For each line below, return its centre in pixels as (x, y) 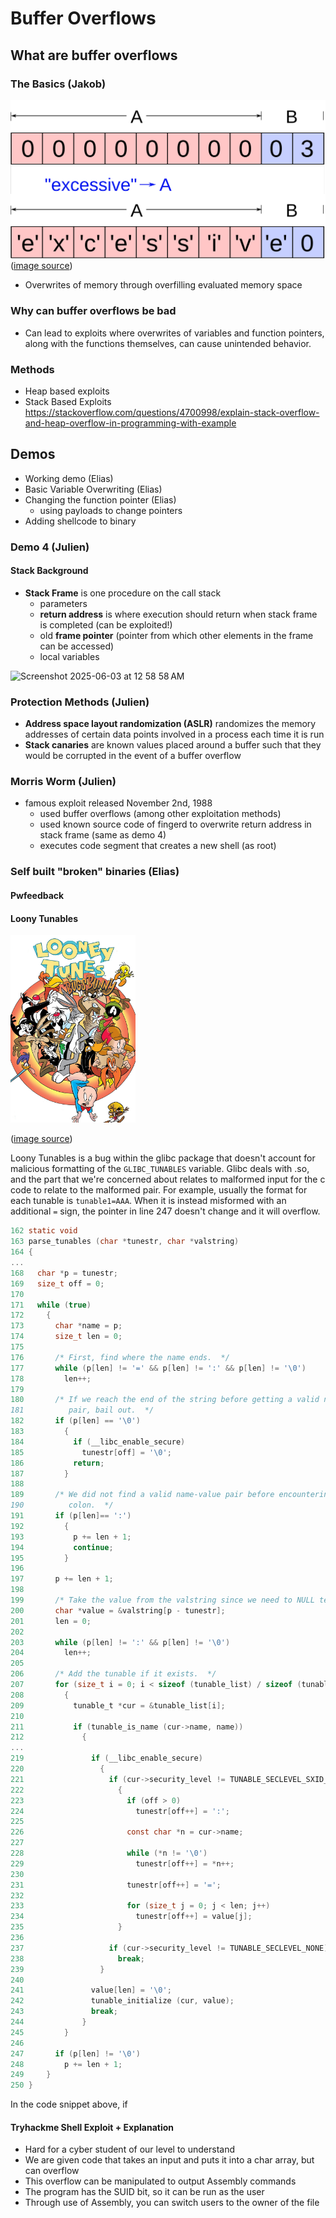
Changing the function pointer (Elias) (100, 499)
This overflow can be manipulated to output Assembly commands (160, 2181)
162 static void (44, 1231)
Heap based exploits (67, 391)
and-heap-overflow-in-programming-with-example (130, 423)
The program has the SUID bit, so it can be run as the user (144, 2192)
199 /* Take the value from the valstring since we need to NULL (162, 1600)
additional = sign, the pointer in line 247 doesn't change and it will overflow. (165, 1211)
